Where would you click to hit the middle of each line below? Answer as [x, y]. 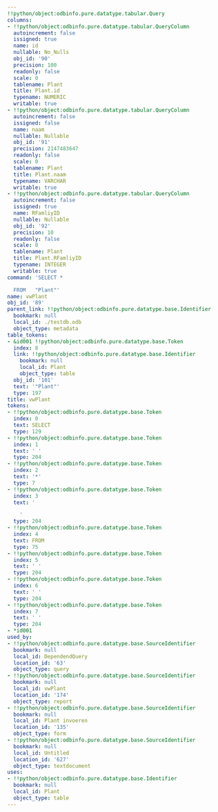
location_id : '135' [41, 728]
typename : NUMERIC [40, 98]
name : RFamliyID [37, 213]
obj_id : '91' [32, 143]
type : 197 [27, 393]
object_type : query [41, 669]
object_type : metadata [46, 328]
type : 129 [27, 431]
